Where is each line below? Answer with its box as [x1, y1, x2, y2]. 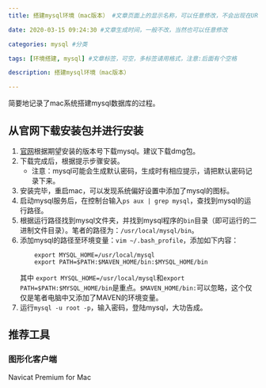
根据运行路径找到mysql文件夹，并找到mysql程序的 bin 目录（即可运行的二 [19, 215, 257, 225]
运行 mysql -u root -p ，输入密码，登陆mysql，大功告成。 [19, 302, 207, 312]
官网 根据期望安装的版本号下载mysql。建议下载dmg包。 [19, 146, 200, 155]
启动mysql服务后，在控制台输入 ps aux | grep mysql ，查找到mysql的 [19, 196, 245, 205]
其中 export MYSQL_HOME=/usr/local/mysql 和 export [19, 272, 185, 282]
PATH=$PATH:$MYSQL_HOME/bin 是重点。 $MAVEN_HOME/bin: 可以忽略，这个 [19, 283, 245, 292]
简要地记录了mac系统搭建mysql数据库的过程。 [8, 98, 160, 108]
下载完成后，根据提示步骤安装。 [19, 156, 124, 165]
